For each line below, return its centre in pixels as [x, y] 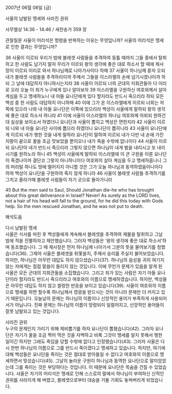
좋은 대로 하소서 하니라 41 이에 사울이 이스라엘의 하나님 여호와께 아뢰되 [81, 115]
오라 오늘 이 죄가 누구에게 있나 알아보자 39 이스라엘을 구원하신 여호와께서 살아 [89, 90]
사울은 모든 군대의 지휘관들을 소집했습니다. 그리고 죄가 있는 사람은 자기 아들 [81, 273]
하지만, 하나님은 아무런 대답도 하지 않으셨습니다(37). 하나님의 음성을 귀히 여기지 [85, 260]
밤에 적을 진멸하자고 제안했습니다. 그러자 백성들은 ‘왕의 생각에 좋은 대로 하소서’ [84, 241]
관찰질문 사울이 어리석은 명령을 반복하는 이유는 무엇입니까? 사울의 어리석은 [80, 40]
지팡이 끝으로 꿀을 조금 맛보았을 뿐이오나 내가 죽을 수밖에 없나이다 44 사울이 [81, 141]
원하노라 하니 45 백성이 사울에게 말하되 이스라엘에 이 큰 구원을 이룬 [86, 154]
